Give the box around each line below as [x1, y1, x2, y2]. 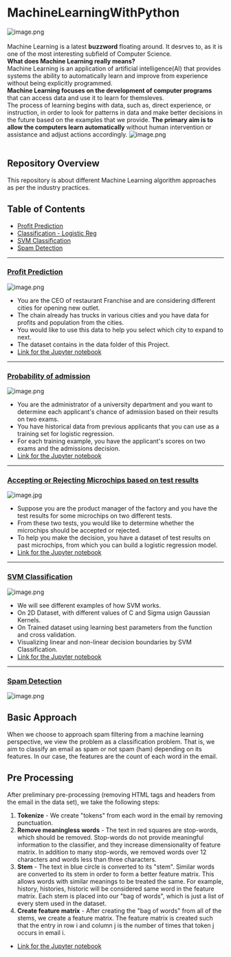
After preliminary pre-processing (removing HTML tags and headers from [7, 790, 215, 798]
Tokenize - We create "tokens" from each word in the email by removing [16, 811, 223, 819]
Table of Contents [7, 204, 86, 215]
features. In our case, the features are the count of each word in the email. [7, 752, 218, 760]
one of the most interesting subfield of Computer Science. [7, 50, 172, 58]
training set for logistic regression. [16, 430, 115, 438]
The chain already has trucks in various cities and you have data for [16, 310, 210, 319]
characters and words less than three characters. [16, 855, 157, 863]
